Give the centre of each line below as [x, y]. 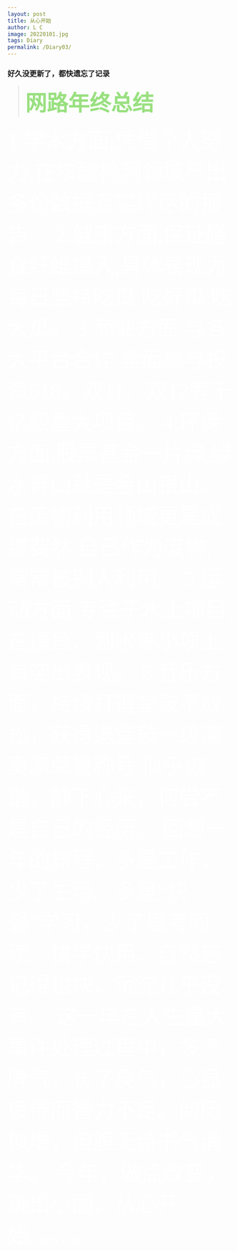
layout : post [27, 14]
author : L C [25, 27]
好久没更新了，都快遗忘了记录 [59, 74]
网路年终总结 [89, 103]
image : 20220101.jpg [38, 34]
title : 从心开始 [29, 21]
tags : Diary [25, 41]
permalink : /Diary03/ [40, 47]
